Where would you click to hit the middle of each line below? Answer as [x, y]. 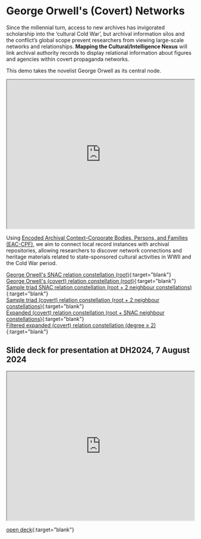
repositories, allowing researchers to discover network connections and [94, 250]
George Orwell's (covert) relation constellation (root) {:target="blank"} [91, 281]
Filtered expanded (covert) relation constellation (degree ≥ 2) [81, 325]
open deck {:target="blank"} [40, 529]
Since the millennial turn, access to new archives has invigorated [86, 27]
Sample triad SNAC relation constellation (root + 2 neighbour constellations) [99, 287]
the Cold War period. [32, 263]
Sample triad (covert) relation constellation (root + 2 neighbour [83, 300]
